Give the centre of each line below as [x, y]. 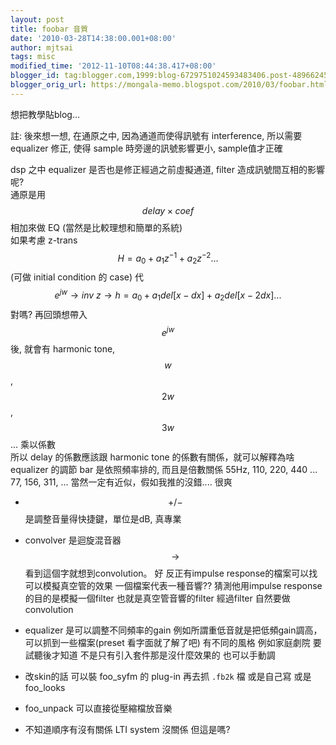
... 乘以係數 [33, 445]
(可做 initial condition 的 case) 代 [77, 277]
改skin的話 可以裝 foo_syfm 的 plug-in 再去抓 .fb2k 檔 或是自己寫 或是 [168, 677]
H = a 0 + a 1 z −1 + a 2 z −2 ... [168, 258]
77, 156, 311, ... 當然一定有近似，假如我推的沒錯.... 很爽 [121, 482]
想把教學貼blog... [45, 114]
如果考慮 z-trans [44, 240]
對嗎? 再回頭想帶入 [49, 314]
